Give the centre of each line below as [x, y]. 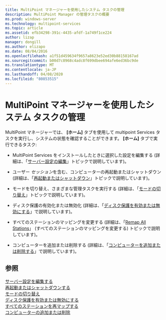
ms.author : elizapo [25, 47]
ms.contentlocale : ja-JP [31, 70]
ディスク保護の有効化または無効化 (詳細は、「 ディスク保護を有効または [84, 205]
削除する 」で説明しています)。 [48, 251]
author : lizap [20, 38]
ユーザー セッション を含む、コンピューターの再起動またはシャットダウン [87, 172]
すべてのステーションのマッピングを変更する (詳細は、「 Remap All [79, 222]
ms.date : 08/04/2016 [27, 51]
